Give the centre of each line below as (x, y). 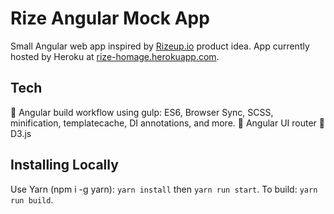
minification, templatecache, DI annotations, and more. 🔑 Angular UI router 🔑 (167, 123)
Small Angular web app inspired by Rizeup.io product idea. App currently (160, 46)
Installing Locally (64, 165)
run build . (32, 199)
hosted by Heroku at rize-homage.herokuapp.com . (115, 56)
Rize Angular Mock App (110, 18)
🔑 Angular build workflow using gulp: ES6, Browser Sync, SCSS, (142, 112)
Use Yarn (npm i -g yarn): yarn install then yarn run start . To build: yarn (164, 189)
